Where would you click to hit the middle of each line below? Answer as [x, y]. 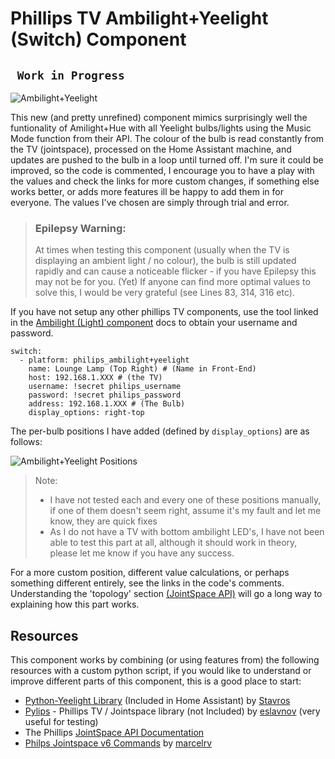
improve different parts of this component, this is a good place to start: [156, 681]
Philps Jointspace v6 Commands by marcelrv [118, 743]
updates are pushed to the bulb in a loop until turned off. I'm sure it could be [167, 160]
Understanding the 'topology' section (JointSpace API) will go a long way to [166, 594]
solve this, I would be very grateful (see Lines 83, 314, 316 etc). [164, 293]
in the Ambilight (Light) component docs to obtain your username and [154, 323]
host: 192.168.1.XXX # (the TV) [95, 378]
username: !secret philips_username [105, 387]
